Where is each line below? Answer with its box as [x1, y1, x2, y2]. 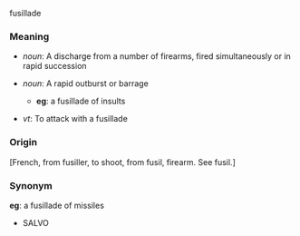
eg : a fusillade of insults [35, 95, 126, 107]
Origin [9, 136, 38, 149]
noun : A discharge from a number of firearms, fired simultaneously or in [22, 51, 292, 62]
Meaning [9, 30, 50, 43]
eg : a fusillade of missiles [9, 200, 104, 211]
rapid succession [22, 61, 88, 72]
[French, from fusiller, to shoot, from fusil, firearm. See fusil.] [9, 156, 236, 167]
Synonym [9, 179, 53, 192]
